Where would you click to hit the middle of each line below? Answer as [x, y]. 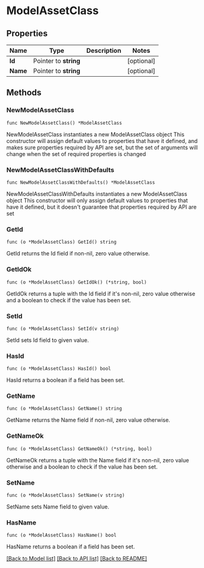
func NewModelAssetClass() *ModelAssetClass [64, 123]
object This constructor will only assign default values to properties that [97, 200]
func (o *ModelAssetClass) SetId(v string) [63, 329]
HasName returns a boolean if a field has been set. [71, 547]
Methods [24, 93]
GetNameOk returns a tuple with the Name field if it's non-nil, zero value [98, 460]
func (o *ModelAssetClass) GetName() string [64, 409]
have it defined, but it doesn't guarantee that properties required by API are [101, 207]
